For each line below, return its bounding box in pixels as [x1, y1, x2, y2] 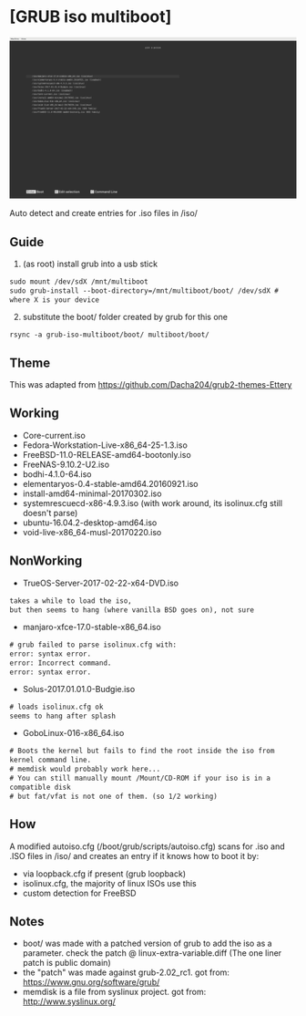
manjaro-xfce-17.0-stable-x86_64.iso [22, 621, 161, 632]
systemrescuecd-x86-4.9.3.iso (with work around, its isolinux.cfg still [22, 497, 283, 508]
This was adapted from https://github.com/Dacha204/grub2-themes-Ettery [9, 379, 292, 390]
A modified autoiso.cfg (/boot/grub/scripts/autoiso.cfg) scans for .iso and [9, 841, 285, 852]
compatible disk [9, 783, 71, 792]
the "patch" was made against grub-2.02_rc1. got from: [22, 967, 230, 978]
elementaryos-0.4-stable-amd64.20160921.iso [22, 478, 199, 489]
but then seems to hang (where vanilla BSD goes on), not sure [9, 605, 255, 615]
